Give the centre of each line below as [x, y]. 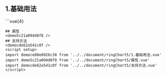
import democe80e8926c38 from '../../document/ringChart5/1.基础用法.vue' [84, 55]
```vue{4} [15, 21]
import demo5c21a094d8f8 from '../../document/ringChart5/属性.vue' [77, 60]
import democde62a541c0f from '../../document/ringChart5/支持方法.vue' [81, 65]
